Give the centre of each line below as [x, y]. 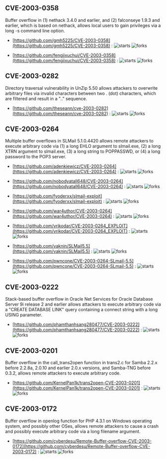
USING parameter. [24, 315]
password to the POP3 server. [36, 157]
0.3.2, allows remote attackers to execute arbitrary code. [63, 373]
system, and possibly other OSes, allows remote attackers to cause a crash [82, 426]
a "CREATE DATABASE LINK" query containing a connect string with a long [82, 310]
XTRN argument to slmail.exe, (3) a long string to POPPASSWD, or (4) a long [83, 151]
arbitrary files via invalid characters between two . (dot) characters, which [81, 93]
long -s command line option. [35, 31]
